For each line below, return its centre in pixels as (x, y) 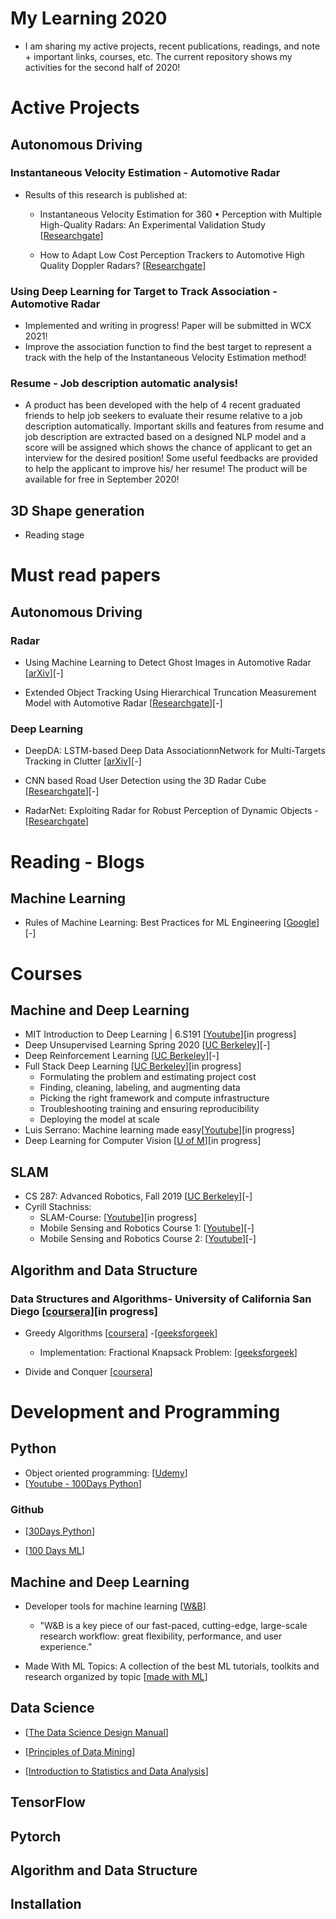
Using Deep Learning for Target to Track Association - (144, 291)
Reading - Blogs (77, 861)
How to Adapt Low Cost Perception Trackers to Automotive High (172, 254)
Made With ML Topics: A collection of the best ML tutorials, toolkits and (172, 1666)
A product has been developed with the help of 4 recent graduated (162, 405)
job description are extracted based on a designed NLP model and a (165, 437)
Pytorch (36, 1836)
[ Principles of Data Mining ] (80, 1751)
